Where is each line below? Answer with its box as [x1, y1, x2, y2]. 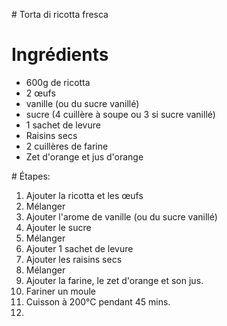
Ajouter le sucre [25, 221, 92, 233]
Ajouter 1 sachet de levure [25, 242, 134, 254]
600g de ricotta [25, 76, 91, 88]
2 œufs [25, 87, 56, 99]
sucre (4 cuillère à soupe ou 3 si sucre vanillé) [25, 108, 216, 120]
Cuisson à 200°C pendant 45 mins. [25, 295, 171, 308]
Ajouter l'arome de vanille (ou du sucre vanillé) [25, 210, 218, 223]
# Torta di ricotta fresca [11, 9, 109, 20]
